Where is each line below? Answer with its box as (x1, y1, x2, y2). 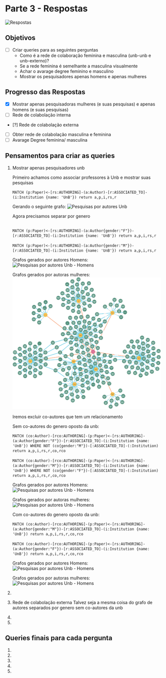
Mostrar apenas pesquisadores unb (12, 164, 85, 171)
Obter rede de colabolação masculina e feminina (12, 131, 111, 137)
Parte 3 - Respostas (5, 3, 88, 14)
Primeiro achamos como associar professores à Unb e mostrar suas (12, 174, 151, 180)
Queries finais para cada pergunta (5, 634, 113, 642)
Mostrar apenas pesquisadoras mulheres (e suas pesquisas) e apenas (12, 101, 156, 107)
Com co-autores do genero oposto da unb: (12, 512, 100, 518)
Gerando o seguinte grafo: (12, 204, 66, 209)
